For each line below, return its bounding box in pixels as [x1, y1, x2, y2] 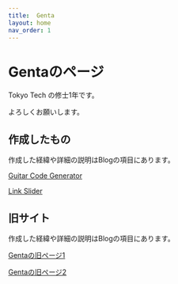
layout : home [8, 19, 51, 27]
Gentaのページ [8, 62, 104, 81]
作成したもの [8, 132, 71, 146]
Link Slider [8, 187, 43, 196]
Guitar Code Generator [8, 171, 83, 180]
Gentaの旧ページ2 [8, 267, 67, 277]
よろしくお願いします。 [8, 108, 85, 117]
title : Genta [8, 11, 55, 20]
